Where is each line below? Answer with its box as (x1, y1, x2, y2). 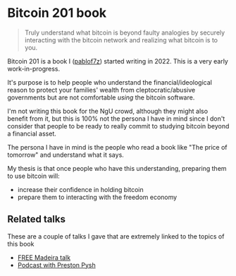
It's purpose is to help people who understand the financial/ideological (7, 78, 213, 86)
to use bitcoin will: (7, 172, 60, 180)
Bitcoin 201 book (7, 5, 107, 21)
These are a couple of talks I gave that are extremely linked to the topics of (7, 232, 225, 241)
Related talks (7, 213, 66, 225)
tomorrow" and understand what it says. (7, 150, 125, 159)
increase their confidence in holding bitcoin (17, 185, 144, 193)
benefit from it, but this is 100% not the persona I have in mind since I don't (7, 114, 225, 123)
